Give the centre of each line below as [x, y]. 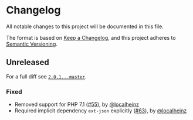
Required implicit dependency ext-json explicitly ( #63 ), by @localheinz [101, 111]
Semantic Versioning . [32, 44]
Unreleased [28, 62]
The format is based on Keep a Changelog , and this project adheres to [91, 37]
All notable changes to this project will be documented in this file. [85, 26]
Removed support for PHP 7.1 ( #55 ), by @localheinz [77, 104]
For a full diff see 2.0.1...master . [46, 76]
